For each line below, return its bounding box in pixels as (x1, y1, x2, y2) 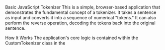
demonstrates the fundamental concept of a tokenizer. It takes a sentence (5, 9, 157, 15)
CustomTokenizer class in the (5, 40, 66, 46)
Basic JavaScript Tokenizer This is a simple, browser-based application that (5, 4, 161, 10)
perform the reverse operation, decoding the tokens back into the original (5, 20, 156, 26)
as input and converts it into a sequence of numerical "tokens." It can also (5, 15, 157, 20)
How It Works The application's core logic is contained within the (5, 35, 138, 41)
